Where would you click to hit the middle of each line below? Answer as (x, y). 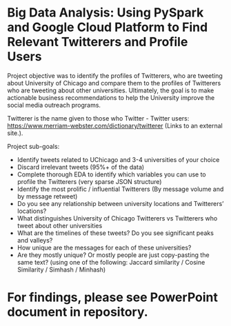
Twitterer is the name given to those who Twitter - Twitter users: (98, 118)
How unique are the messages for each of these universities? (104, 247)
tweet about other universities (60, 225)
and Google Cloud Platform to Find (108, 27)
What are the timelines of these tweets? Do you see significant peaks (115, 233)
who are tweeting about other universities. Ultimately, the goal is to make (111, 90)
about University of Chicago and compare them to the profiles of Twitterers (114, 83)
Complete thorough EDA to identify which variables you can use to (112, 174)
